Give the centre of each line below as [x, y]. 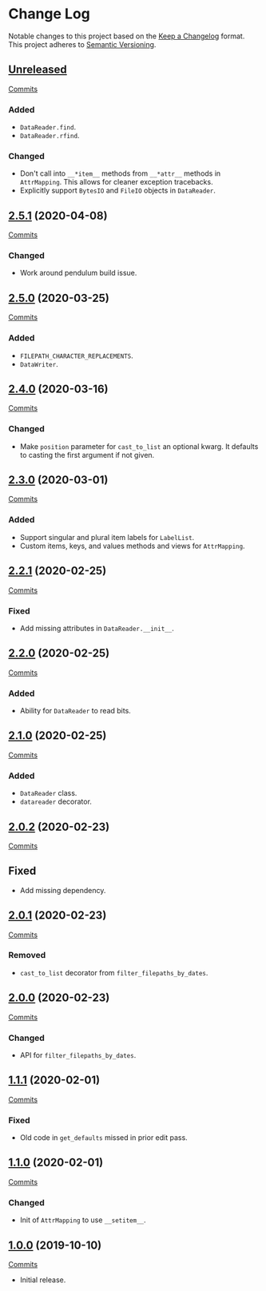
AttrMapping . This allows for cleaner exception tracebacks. [116, 182]
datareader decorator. [56, 802]
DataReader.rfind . [50, 136]
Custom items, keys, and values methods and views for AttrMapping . [132, 546]
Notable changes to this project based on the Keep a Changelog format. [127, 36]
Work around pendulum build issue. [78, 273]
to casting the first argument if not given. [87, 455]
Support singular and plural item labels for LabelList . [107, 537]
